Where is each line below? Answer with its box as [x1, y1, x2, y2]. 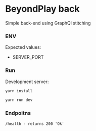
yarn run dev [5, 97, 33, 102]
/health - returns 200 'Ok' [5, 121, 65, 126]
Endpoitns [5, 110, 31, 117]
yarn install [5, 88, 33, 93]
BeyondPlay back [5, 3, 80, 15]
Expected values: [5, 44, 41, 50]
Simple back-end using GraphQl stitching [5, 20, 91, 26]
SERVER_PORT [12, 54, 44, 60]
